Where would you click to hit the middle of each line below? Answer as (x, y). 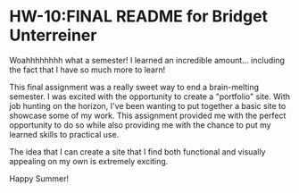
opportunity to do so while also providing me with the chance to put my (140, 125)
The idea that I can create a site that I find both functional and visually (137, 151)
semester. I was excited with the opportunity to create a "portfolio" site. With (150, 96)
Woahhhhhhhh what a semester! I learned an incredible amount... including (147, 60)
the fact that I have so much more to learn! (87, 70)
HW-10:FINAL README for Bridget (139, 17)
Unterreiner (53, 35)
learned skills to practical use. (64, 134)
